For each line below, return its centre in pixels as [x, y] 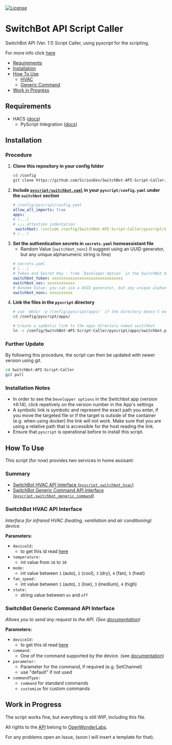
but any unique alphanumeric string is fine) [66, 255]
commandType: [27, 678]
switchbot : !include [37, 229]
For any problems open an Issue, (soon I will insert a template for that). [80, 737]
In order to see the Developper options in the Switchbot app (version [85, 399]
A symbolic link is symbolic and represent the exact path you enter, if [85, 410]
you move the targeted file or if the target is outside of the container [84, 415]
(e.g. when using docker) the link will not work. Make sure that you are [87, 421]
